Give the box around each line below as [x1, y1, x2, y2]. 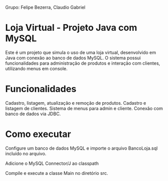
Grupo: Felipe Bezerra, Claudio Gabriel [5, 5, 86, 10]
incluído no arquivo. [5, 150, 47, 156]
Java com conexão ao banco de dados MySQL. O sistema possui [5, 55, 141, 61]
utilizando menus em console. [5, 65, 68, 71]
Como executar [5, 128, 71, 140]
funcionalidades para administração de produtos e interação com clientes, [5, 60, 160, 66]
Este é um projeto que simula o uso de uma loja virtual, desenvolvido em [5, 49, 156, 55]
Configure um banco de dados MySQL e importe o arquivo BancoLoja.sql [5, 145, 158, 151]
